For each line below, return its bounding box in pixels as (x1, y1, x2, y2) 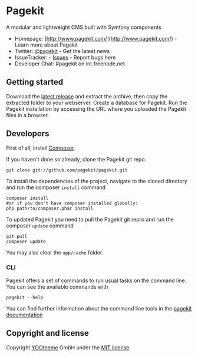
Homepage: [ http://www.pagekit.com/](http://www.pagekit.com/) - (14, 35, 177, 42)
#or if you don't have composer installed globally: (6, 200, 138, 206)
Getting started (6, 77, 64, 87)
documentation (6, 311, 43, 318)
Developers (6, 128, 49, 139)
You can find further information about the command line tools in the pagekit (6, 305, 192, 312)
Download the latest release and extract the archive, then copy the (6, 92, 168, 100)
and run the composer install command (6, 184, 106, 191)
